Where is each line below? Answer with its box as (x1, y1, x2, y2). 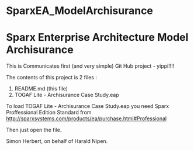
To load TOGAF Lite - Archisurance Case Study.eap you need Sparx (6, 103, 169, 110)
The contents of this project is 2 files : (6, 74, 98, 81)
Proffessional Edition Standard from (6, 109, 92, 116)
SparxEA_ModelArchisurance (6, 4, 154, 18)
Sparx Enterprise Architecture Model (6, 31, 189, 44)
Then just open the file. (6, 127, 62, 134)
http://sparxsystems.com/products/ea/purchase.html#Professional (6, 115, 167, 122)
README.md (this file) (14, 85, 68, 92)
